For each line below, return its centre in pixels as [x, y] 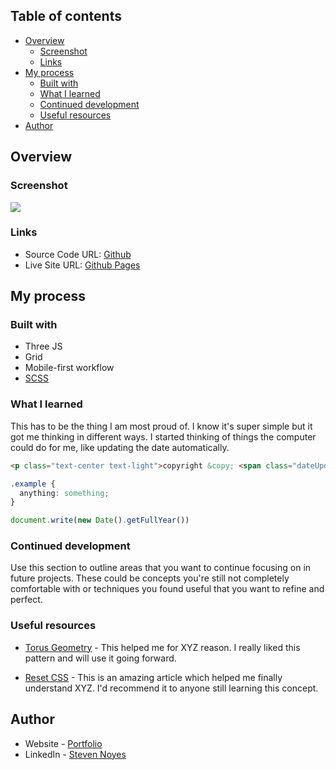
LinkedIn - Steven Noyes [75, 754]
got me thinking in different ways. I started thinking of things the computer [163, 436]
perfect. [26, 600]
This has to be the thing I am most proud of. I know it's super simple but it [161, 426]
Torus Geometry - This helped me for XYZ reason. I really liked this [162, 647]
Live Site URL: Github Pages [82, 265]
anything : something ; [64, 493]
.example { [33, 484]
